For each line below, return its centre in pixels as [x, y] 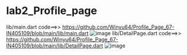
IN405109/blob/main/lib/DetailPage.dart [55, 46]
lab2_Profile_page [52, 11]
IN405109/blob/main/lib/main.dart [47, 33]
